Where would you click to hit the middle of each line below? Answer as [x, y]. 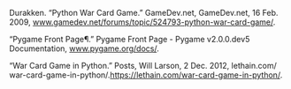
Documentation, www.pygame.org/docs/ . [84, 48]
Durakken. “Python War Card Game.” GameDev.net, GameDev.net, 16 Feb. [144, 13]
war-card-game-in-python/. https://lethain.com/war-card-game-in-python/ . [146, 75]
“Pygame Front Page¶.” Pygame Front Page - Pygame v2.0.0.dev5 [130, 39]
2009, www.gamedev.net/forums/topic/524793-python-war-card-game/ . [142, 22]
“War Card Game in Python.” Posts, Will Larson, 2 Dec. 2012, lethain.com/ [143, 66]
